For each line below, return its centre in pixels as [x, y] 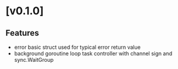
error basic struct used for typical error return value [77, 47]
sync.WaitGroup [34, 60]
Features [22, 33]
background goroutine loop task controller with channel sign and [93, 54]
